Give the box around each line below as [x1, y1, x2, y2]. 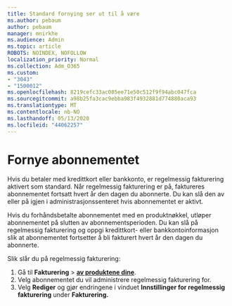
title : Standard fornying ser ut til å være [7, 10, 140, 18]
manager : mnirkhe [7, 30, 58, 37]
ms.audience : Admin [7, 37, 65, 44]
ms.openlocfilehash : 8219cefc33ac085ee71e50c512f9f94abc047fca [7, 89, 197, 96]
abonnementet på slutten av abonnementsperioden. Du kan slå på [7, 219, 198, 227]
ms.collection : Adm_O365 [7, 63, 80, 70]
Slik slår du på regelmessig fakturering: [7, 255, 121, 263]
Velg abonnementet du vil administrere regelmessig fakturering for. [17, 276, 212, 284]
